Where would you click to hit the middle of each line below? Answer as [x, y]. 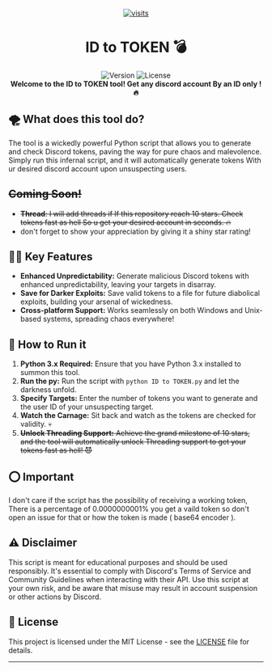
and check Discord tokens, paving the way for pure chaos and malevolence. [135, 151]
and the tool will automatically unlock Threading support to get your [133, 442]
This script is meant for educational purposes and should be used [118, 562]
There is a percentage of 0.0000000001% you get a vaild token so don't [129, 509]
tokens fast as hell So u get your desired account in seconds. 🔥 [125, 222]
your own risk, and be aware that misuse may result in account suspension [133, 588]
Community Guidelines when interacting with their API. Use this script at [129, 579]
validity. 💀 [36, 424]
